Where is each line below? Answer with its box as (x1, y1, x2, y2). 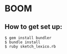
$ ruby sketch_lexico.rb (4, 44, 56, 49)
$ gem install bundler (4, 35, 52, 40)
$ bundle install (4, 40, 41, 45)
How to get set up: (4, 23, 63, 31)
